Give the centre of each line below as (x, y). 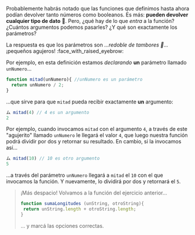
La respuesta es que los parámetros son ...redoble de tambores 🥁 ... (87, 45)
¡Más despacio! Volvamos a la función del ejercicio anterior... (94, 193)
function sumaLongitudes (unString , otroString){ (82, 204)
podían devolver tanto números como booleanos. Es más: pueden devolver (97, 15)
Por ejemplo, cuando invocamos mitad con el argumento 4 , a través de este (97, 129)
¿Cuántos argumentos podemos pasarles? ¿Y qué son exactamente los (92, 27)
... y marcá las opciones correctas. (62, 226)
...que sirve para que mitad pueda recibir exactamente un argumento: (90, 102)
